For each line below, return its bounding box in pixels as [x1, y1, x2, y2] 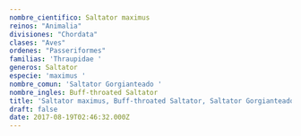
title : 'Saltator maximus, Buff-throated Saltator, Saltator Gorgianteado [9, 96, 295, 106]
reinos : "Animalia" [9, 21, 82, 30]
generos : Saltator [9, 64, 78, 72]
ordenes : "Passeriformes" [9, 47, 106, 55]
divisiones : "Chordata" [9, 30, 99, 38]
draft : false [9, 105, 58, 114]
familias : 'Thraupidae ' [9, 55, 102, 64]
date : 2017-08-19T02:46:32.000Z [9, 113, 130, 122]
